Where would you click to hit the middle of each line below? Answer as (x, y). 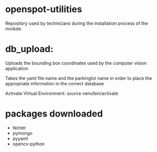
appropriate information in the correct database (55, 83)
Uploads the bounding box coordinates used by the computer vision (76, 63)
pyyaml (20, 138)
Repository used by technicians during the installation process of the (77, 23)
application (17, 68)
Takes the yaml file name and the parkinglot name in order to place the (79, 78)
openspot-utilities (44, 9)
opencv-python (29, 144)
